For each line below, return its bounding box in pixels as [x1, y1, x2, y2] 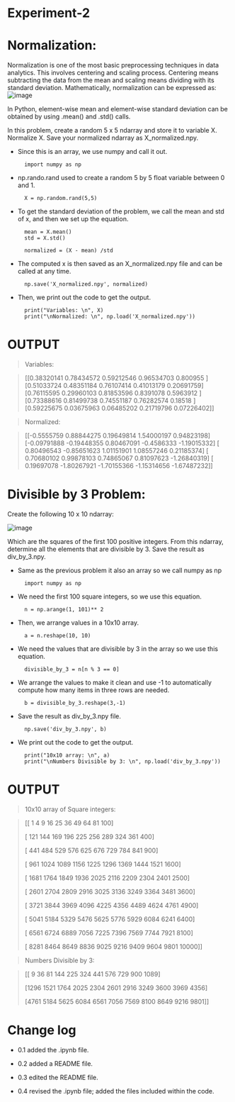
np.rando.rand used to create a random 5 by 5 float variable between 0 [17, 174, 225, 182]
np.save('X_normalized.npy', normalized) [24, 281, 149, 288]
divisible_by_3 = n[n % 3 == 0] [24, 666, 120, 673]
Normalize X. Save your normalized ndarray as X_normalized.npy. [7, 133, 199, 143]
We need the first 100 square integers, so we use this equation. [17, 592, 202, 601]
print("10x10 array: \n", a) [24, 752, 110, 759]
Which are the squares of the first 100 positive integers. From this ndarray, [7, 538, 224, 545]
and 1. [17, 181, 35, 189]
